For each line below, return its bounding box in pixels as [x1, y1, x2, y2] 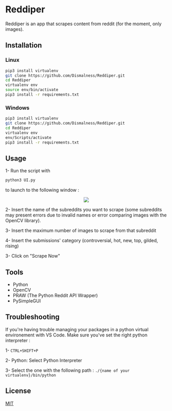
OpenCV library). [5, 218, 41, 224]
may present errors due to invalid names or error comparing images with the [5, 212, 167, 218]
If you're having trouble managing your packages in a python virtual [5, 326, 149, 332]
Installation [5, 41, 42, 50]
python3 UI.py [5, 177, 36, 183]
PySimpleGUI [12, 297, 41, 304]
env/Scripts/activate [5, 135, 52, 140]
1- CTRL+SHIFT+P [5, 347, 39, 353]
